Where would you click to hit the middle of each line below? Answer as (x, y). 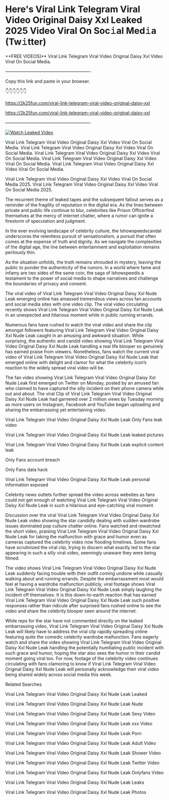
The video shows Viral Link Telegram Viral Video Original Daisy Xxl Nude (81, 568)
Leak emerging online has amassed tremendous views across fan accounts (83, 299)
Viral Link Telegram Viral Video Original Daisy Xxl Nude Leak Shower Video (83, 753)
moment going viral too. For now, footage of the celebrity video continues (82, 658)
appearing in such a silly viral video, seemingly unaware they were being (81, 553)
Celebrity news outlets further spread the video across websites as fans (80, 494)
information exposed (27, 485)
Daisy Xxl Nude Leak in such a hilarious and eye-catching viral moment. (80, 505)
